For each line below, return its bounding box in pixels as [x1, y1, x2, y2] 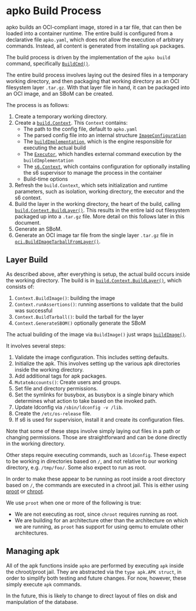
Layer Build [6, 255, 48, 265]
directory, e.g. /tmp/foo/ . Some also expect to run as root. [6, 463, 147, 471]
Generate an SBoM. [14, 225, 62, 232]
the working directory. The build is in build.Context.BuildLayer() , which [6, 276, 182, 283]
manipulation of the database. [6, 598, 79, 605]
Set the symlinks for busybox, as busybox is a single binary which [14, 391, 174, 398]
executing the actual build [23, 144, 86, 151]
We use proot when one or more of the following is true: [6, 499, 142, 506]
